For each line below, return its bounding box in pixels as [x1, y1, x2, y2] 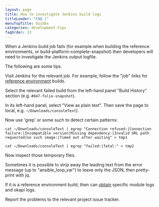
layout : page [5, 7, 32, 12]
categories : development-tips [5, 26, 67, 30]
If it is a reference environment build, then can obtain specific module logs [5, 182, 155, 187]
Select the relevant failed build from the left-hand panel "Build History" [5, 88, 147, 93]
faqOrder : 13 [5, 30, 32, 35]
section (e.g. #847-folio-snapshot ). [5, 93, 76, 99]
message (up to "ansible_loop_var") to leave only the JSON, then [5, 167, 135, 173]
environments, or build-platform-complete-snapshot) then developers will [5, 49, 154, 54]
